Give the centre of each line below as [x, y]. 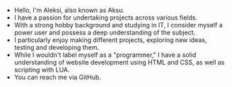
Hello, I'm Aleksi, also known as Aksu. [69, 10]
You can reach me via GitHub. [57, 77]
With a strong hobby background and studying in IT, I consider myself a [118, 25]
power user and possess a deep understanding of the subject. [105, 32]
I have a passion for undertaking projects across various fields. [106, 18]
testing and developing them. [57, 47]
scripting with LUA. [42, 70]
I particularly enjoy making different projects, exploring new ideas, [110, 40]
